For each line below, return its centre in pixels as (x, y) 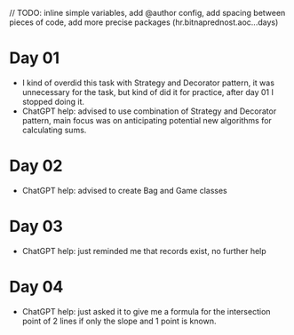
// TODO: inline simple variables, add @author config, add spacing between (147, 13)
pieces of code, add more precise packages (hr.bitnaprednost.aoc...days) (144, 22)
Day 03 (36, 227)
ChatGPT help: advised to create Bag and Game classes (125, 190)
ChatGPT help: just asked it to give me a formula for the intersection (146, 311)
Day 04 (36, 287)
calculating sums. (54, 130)
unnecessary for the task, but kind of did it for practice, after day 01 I (147, 92)
